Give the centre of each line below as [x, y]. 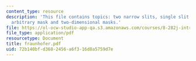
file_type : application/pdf [40, 33]
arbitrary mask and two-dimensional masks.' [66, 22]
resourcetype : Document [35, 38]
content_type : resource [35, 11]
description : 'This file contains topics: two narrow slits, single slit [98, 17]
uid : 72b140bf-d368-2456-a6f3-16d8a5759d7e [60, 49]
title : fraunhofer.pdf [34, 44]
